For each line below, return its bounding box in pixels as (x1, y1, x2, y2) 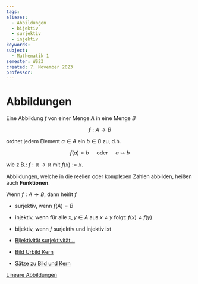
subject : (6, 48, 28, 53)
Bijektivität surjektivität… (14, 237, 76, 244)
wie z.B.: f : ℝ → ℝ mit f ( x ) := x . (6, 161, 83, 168)
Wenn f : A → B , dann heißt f (6, 191, 77, 198)
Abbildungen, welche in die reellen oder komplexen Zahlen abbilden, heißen (6, 173, 192, 180)
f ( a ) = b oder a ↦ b (70, 149, 130, 156)
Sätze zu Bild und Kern (14, 260, 71, 267)
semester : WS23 (6, 58, 44, 64)
